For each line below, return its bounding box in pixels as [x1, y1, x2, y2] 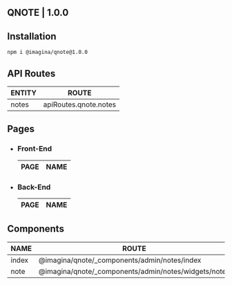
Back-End [17, 182, 51, 192]
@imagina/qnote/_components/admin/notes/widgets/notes [38, 266, 230, 276]
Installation [7, 30, 57, 42]
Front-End [17, 144, 52, 154]
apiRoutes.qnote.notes [43, 100, 116, 109]
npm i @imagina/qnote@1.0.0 [7, 49, 88, 56]
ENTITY [10, 88, 37, 98]
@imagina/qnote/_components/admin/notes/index [38, 255, 202, 265]
